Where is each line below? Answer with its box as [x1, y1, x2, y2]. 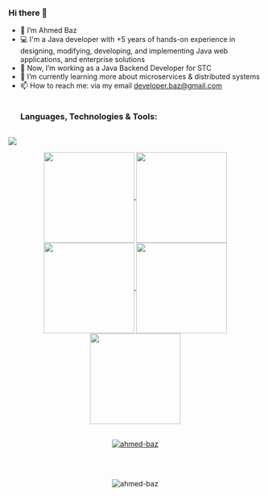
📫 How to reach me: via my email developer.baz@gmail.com [19, 81, 223, 91]
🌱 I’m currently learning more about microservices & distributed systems [19, 72, 260, 81]
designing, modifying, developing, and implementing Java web [19, 46, 229, 56]
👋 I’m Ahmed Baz [19, 26, 77, 35]
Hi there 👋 [8, 7, 48, 19]
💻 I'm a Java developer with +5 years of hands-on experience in [19, 35, 236, 44]
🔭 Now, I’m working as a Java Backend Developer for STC [19, 64, 212, 73]
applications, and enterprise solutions [19, 55, 146, 64]
